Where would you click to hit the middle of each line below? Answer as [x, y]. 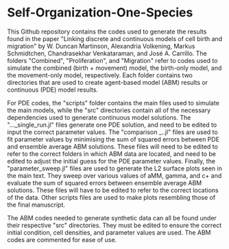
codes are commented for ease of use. [62, 239]
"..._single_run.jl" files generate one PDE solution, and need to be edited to [112, 124]
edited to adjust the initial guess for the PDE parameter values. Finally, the [111, 161]
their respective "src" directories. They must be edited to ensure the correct [114, 225]
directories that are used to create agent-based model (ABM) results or [107, 82]
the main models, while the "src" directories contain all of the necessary [109, 110]
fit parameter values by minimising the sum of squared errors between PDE [113, 139]
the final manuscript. [36, 205]
